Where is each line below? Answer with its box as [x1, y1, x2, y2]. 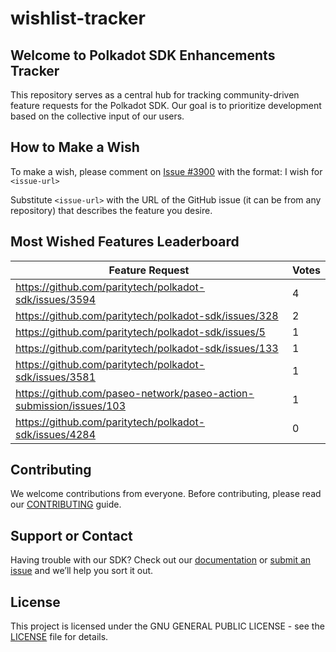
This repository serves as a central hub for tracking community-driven [10, 89, 300, 101]
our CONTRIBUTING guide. [10, 498, 122, 511]
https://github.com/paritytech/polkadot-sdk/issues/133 [15, 341, 279, 355]
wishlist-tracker [10, 7, 146, 30]
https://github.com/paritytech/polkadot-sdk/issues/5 [15, 325, 266, 339]
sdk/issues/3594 [15, 292, 97, 306]
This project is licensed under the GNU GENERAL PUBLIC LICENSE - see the [10, 620, 325, 632]
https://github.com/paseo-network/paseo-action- [15, 386, 255, 400]
